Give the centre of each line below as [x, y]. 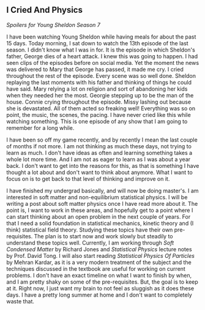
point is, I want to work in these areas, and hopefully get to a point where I [100, 210]
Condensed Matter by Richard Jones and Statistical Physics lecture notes [99, 249]
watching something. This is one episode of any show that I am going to [97, 121]
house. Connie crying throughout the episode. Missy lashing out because [99, 102]
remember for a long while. [40, 127]
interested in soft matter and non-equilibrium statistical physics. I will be [97, 197]
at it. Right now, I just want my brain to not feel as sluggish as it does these [100, 288]
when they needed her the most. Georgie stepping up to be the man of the [100, 95]
